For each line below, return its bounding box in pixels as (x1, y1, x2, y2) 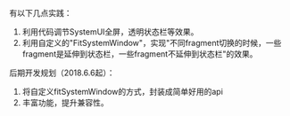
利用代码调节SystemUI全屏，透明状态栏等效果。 (21, 27, 199, 37)
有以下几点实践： (9, 8, 72, 18)
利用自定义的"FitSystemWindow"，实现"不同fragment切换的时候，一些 (21, 38, 282, 48)
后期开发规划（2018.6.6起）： (9, 67, 115, 78)
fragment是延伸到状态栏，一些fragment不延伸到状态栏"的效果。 (21, 49, 258, 59)
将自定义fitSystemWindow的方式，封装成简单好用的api (21, 87, 223, 97)
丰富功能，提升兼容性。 (21, 97, 109, 108)
